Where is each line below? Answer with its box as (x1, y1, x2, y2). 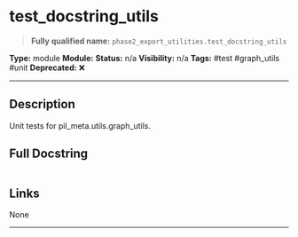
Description (9, 97, 75, 112)
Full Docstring (9, 146, 89, 162)
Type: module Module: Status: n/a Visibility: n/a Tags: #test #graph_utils (9, 52, 280, 63)
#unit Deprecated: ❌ (9, 62, 86, 73)
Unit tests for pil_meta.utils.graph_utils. (9, 120, 151, 130)
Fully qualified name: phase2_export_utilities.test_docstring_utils (30, 36, 287, 46)
